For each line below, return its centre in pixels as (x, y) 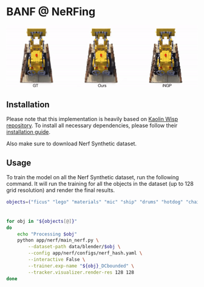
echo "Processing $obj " (47, 234)
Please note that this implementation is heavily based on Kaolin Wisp (92, 119)
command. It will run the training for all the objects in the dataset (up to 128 (100, 184)
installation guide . (28, 132)
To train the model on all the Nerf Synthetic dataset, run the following (93, 177)
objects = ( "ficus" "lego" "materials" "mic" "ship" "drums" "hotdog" (95, 202)
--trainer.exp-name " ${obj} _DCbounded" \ (81, 266)
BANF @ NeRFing (51, 12)
